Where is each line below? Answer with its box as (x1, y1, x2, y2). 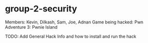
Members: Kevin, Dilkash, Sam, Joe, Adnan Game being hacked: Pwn (5, 19, 144, 25)
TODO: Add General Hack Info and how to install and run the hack (5, 33, 137, 39)
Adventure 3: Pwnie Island (5, 24, 58, 30)
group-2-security (5, 3, 78, 14)
